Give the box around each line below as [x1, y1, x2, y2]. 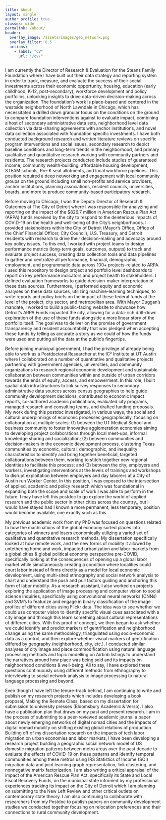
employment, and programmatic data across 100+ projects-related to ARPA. [5, 262, 160, 268]
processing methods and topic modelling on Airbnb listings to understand [5, 652, 155, 658]
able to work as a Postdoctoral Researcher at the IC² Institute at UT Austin [5, 351, 156, 357]
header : [5, 30, 21, 35]
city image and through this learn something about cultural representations [5, 614, 158, 620]
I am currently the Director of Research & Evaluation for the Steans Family [5, 67, 156, 73]
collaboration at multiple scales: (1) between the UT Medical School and [5, 420, 152, 426]
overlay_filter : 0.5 [9, 40, 52, 45]
